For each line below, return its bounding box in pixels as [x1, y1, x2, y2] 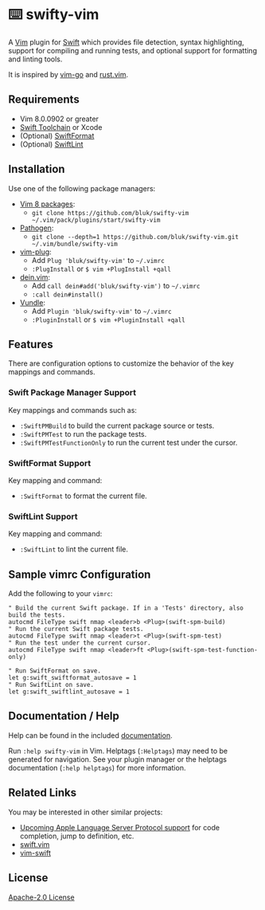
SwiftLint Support [8, 511, 78, 522]
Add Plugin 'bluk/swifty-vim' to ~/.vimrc [31, 306, 173, 316]
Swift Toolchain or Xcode [19, 122, 103, 131]
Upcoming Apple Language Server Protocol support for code [19, 822, 220, 832]
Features [8, 337, 53, 351]
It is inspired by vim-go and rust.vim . [8, 69, 129, 79]
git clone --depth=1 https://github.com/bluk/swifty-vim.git [31, 233, 239, 241]
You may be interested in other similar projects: [8, 807, 163, 817]
